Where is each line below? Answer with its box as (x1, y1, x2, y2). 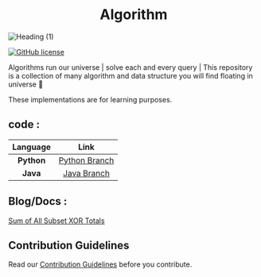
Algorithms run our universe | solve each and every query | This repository (8, 62, 253, 72)
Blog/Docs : (8, 194, 68, 208)
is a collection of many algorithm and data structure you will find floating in (8, 71, 253, 80)
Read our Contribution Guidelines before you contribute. (8, 260, 193, 269)
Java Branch (63, 167, 110, 179)
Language (12, 141, 52, 152)
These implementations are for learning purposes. (8, 94, 173, 104)
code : (8, 117, 40, 132)
